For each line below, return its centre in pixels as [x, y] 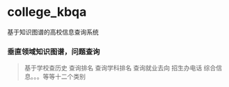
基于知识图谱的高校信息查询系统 [53, 32]
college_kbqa [47, 12]
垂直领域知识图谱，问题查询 [54, 51]
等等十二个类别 [64, 77]
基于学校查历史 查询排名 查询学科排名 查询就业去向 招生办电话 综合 [120, 68]
